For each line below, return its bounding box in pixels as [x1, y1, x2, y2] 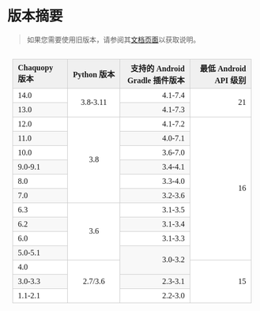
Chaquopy [17, 62, 54, 72]
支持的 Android [130, 64, 185, 73]
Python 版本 [73, 69, 115, 79]
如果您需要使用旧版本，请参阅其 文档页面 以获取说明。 [26, 35, 201, 44]
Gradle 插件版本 [126, 76, 185, 85]
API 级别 [214, 76, 247, 85]
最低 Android [199, 64, 247, 73]
